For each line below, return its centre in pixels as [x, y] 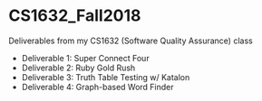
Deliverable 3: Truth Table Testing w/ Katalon [106, 77]
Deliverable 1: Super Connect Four [86, 58]
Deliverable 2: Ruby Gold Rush [78, 68]
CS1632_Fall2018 [75, 16]
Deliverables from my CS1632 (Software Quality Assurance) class [131, 41]
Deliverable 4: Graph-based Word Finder [97, 87]
